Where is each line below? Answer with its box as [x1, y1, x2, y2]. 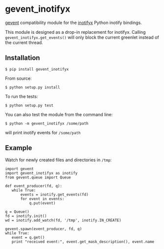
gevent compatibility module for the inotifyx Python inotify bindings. [5, 20, 142, 25]
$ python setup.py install [5, 85, 60, 90]
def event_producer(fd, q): [5, 183, 63, 188]
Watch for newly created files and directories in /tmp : [5, 157, 112, 163]
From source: [5, 75, 32, 81]
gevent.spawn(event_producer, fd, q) [5, 226, 82, 231]
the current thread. [5, 39, 43, 45]
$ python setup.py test [5, 103, 54, 108]
